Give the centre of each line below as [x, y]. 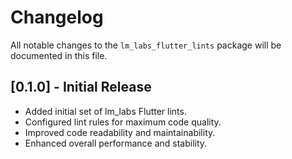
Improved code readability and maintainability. [120, 132]
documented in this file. [59, 55]
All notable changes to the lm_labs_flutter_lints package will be [146, 45]
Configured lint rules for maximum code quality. [123, 122]
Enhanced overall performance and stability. [116, 143]
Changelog [57, 17]
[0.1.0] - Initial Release [81, 87]
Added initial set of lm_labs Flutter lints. [105, 111]
